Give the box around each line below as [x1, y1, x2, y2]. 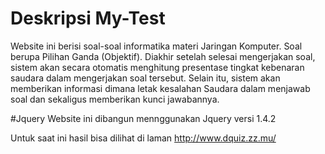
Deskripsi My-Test [10, 7, 166, 30]
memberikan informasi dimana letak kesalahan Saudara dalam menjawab [10, 82, 311, 94]
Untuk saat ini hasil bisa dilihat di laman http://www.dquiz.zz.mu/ [10, 132, 277, 144]
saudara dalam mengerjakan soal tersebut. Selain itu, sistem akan [10, 72, 281, 84]
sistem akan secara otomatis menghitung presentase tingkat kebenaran [10, 61, 305, 73]
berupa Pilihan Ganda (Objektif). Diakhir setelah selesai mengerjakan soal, [10, 50, 316, 62]
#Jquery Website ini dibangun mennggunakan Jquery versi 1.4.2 [10, 112, 277, 124]
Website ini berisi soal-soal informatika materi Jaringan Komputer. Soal [10, 40, 303, 52]
